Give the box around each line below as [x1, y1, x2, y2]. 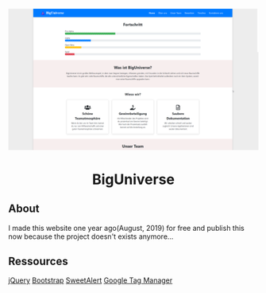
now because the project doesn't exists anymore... [8, 232, 174, 241]
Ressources [8, 254, 69, 268]
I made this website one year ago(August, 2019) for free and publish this [8, 223, 245, 232]
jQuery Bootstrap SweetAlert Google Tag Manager [8, 275, 173, 285]
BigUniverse [91, 170, 175, 188]
